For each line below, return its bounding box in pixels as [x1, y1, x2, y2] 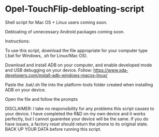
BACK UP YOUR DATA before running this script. [5, 126, 101, 132]
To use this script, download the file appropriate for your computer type [5, 47, 148, 53]
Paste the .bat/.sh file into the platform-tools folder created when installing [5, 81, 153, 88]
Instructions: [5, 38, 30, 44]
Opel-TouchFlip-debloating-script [5, 3, 145, 15]
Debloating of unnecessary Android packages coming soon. [5, 29, 125, 34]
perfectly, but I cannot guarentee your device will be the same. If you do [5, 116, 149, 122]
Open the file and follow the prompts [5, 96, 78, 102]
